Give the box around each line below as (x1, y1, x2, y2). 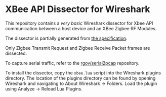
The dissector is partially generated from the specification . (5, 35, 128, 41)
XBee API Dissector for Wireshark (5, 4, 150, 15)
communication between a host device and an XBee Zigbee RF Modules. (5, 25, 157, 31)
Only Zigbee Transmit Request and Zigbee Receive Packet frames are (5, 45, 150, 51)
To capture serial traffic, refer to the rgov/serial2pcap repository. (5, 60, 140, 66)
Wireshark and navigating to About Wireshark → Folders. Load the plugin (5, 80, 157, 86)
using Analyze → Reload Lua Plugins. (5, 85, 82, 91)
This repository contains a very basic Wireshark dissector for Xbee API (5, 20, 153, 26)
